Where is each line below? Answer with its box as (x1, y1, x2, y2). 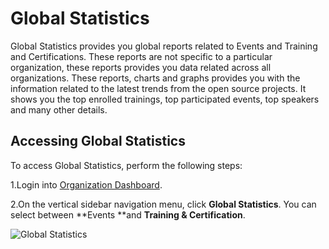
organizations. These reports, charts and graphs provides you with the (10, 72, 301, 84)
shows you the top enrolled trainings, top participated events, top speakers (10, 93, 320, 105)
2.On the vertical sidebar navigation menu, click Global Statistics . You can (10, 198, 317, 210)
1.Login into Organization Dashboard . (10, 178, 163, 191)
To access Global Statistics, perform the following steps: (10, 159, 243, 171)
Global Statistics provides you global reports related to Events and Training (10, 40, 318, 52)
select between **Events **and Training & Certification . (10, 208, 246, 221)
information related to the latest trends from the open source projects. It (10, 82, 307, 94)
